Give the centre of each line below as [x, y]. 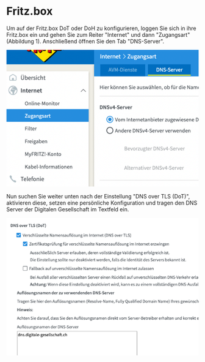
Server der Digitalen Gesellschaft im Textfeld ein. [68, 209]
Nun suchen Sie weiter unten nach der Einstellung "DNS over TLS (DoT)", [98, 196]
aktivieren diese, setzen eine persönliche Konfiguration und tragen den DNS [102, 203]
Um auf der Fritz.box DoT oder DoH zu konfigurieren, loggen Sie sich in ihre [101, 28]
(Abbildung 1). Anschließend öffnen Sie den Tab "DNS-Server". [85, 41]
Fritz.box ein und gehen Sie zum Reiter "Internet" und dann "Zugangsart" [98, 34]
